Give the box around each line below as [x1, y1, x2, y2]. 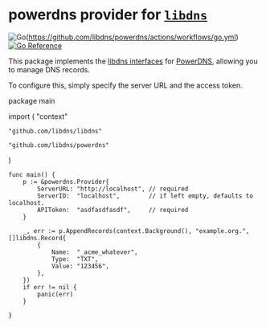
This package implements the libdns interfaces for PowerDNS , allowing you [8, 56, 259, 66]
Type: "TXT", [51, 255, 99, 263]
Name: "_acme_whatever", [51, 247, 138, 256]
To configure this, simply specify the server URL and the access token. [8, 80, 243, 90]
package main [8, 96, 55, 105]
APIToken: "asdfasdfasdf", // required [37, 206, 189, 214]
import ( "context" [8, 111, 68, 121]
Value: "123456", [51, 262, 110, 270]
